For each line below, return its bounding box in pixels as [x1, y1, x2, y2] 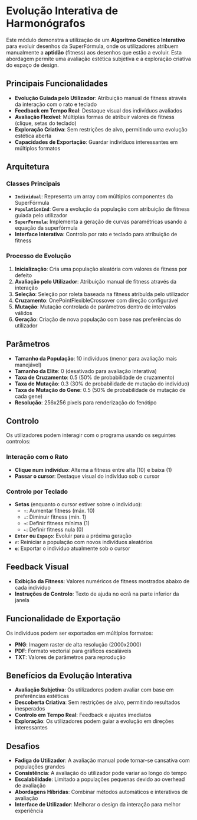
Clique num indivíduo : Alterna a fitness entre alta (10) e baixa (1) [14, 466, 172, 473]
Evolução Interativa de [6, 4, 119, 18]
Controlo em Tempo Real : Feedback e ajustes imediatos [14, 712, 152, 719]
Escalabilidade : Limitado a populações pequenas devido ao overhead [14, 776, 185, 783]
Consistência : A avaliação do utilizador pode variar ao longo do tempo [14, 770, 187, 777]
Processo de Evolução [6, 252, 71, 260]
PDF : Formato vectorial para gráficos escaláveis [14, 647, 132, 654]
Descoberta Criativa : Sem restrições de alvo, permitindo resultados [14, 699, 180, 706]
